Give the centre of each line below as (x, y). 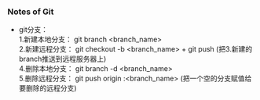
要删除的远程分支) (48, 88)
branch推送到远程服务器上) (62, 59)
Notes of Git (31, 12)
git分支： (33, 30)
